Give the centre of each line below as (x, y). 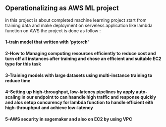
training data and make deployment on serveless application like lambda (79, 25)
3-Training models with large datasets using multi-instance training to (79, 75)
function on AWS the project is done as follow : (53, 31)
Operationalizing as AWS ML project (62, 8)
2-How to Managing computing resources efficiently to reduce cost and (81, 53)
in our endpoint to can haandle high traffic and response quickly (89, 97)
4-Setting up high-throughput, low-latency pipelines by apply (70, 92)
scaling (13, 97)
